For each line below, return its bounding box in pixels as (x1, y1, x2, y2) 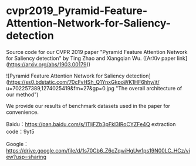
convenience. (6, 109, 39, 116)
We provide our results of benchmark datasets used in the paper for (6, 102, 171, 109)
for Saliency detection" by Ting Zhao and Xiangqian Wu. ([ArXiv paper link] (6, 55, 188, 62)
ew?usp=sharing (6, 153, 47, 160)
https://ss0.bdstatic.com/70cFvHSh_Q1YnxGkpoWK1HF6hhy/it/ (8, 78, 160, 86)
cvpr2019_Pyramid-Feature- (6, 4, 148, 18)
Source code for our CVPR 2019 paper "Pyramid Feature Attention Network (6, 48, 188, 55)
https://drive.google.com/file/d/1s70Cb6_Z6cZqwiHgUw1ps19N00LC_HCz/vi (6, 147, 191, 154)
